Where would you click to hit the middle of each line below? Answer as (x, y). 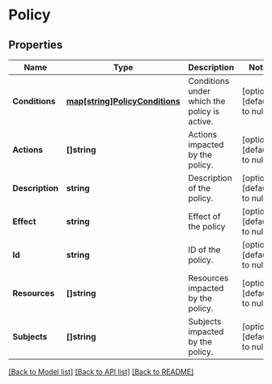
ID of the (204, 250)
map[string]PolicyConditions (123, 101)
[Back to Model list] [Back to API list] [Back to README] (101, 372)
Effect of (204, 216)
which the (207, 101)
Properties (36, 45)
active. (201, 121)
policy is (204, 111)
